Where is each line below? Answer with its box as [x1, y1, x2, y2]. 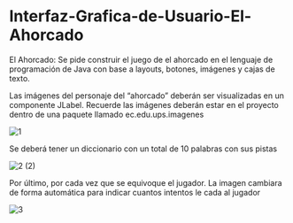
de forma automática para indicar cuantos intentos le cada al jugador [9, 187, 261, 197]
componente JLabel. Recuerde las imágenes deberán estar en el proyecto [9, 99, 279, 110]
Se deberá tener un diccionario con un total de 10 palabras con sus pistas [9, 143, 277, 154]
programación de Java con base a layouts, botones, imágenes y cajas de [9, 64, 276, 74]
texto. [9, 73, 31, 83]
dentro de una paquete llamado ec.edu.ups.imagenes [9, 109, 204, 119]
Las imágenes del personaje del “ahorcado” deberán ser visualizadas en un [9, 90, 285, 101]
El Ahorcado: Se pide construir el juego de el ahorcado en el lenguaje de [9, 54, 274, 65]
